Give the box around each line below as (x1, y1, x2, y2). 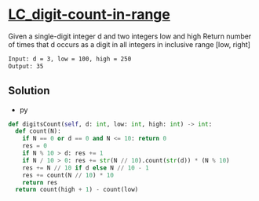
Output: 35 (8, 62, 44, 70)
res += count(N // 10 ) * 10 (22, 171, 114, 179)
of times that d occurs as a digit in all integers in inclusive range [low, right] (8, 39, 251, 49)
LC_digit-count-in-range (8, 5, 170, 24)
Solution (8, 84, 50, 97)
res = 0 (22, 142, 47, 150)
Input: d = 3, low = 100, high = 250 (8, 55, 132, 63)
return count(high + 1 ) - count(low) (15, 186, 139, 194)
